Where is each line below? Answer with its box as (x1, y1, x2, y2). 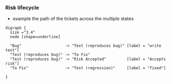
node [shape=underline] (10, 35, 60, 40)
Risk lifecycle (5, 4, 39, 11)
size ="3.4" (10, 30, 36, 35)
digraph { (5, 25, 27, 31)
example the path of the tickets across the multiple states (12, 16, 134, 22)
